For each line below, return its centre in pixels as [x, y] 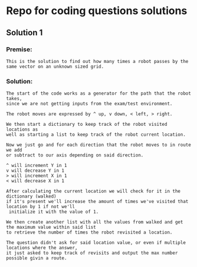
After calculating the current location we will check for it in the [93, 191]
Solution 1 [24, 33]
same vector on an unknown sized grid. [55, 66]
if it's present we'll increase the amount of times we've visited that [97, 202]
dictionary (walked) [32, 196]
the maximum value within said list [51, 228]
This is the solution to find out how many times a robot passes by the [97, 61]
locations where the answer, [42, 248]
